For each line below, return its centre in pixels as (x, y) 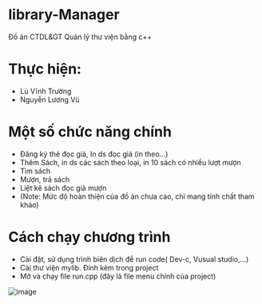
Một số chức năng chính (90, 132)
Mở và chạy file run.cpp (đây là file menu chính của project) (118, 276)
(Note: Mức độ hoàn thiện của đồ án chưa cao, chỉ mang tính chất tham (137, 196)
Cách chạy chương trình (89, 237)
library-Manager (64, 15)
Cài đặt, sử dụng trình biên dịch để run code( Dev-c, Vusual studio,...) (134, 259)
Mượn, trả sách (45, 179)
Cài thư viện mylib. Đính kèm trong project (89, 267)
